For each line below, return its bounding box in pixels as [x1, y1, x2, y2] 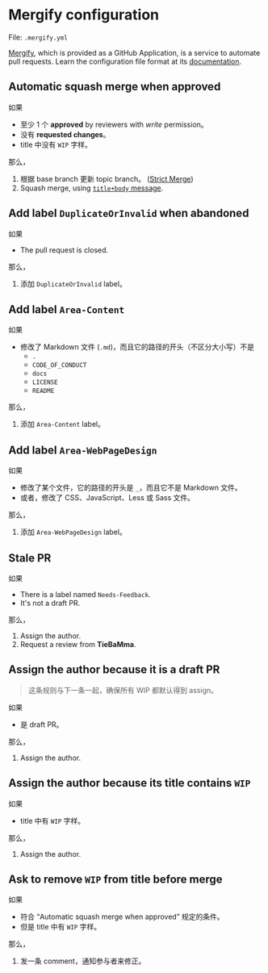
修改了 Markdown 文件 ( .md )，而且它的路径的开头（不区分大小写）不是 [19, 342, 255, 352]
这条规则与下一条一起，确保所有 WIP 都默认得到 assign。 [27, 685, 218, 695]
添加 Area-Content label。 [19, 420, 105, 429]
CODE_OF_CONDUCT [31, 361, 87, 370]
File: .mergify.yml [8, 32, 69, 42]
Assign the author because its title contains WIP [8, 776, 251, 790]
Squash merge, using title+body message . [19, 183, 164, 193]
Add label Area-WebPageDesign [8, 443, 157, 457]
